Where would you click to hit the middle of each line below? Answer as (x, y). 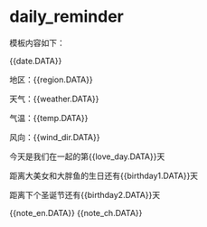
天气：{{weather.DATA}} (54, 99)
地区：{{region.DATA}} (51, 80)
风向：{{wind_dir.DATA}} (55, 137)
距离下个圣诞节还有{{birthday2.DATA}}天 (85, 194)
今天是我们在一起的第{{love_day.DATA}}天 (87, 156)
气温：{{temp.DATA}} (49, 118)
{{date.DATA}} (36, 61)
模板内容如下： (37, 43)
